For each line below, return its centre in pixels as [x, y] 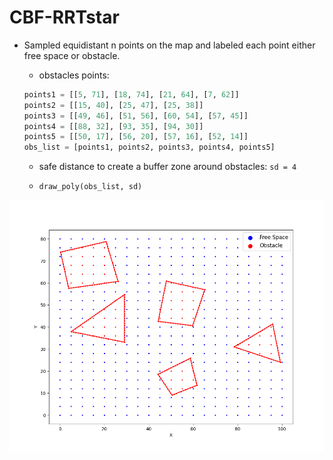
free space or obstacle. [72, 55]
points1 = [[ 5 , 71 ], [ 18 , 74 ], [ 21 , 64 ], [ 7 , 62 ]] [131, 94]
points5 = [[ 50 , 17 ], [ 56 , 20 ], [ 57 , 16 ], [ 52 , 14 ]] [136, 137]
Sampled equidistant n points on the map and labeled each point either [169, 45]
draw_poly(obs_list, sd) [90, 187]
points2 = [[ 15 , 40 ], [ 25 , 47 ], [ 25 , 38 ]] [113, 105]
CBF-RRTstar [64, 17]
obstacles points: [74, 75]
